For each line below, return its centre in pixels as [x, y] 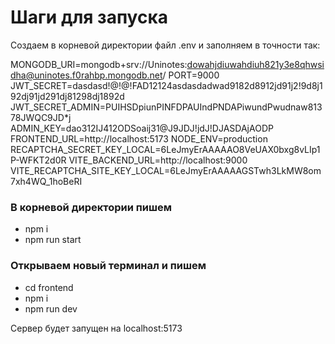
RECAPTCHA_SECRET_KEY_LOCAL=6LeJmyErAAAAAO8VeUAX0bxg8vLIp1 [165, 149]
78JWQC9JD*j [41, 117]
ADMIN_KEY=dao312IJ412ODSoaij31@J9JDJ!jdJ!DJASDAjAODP [142, 128]
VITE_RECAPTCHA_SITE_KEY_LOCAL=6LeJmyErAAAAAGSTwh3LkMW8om [166, 170]
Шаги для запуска [89, 17]
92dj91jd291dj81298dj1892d [67, 96]
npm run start [53, 240]
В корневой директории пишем [91, 207]
